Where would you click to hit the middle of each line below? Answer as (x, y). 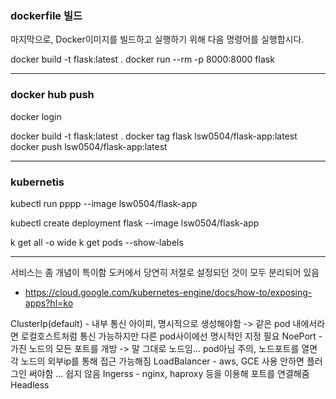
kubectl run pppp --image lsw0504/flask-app (104, 203)
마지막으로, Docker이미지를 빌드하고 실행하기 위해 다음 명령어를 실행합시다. (157, 39)
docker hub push (52, 95)
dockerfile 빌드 (46, 15)
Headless (30, 384)
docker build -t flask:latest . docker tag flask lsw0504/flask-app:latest (154, 136)
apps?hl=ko (49, 303)
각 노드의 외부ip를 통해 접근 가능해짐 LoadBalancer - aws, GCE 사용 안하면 (157, 361)
